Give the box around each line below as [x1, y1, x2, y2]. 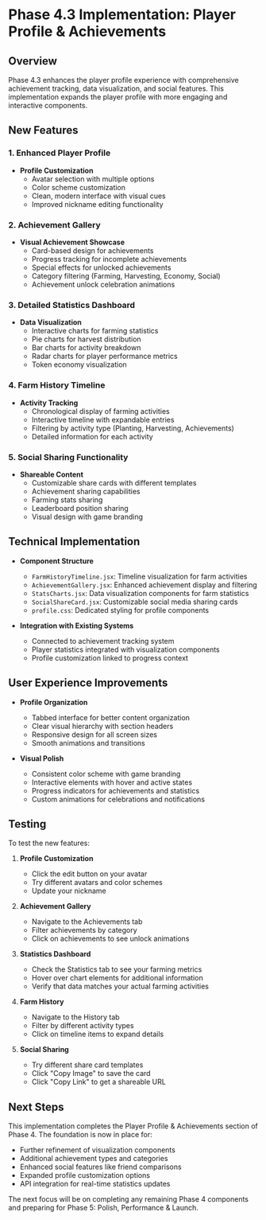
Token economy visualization [31, 360, 127, 369]
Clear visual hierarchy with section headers [31, 721, 174, 731]
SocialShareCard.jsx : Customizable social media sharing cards [31, 597, 238, 606]
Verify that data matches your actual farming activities [31, 981, 209, 992]
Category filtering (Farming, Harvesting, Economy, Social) [31, 271, 221, 280]
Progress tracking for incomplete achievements [31, 254, 187, 263]
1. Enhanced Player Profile [8, 147, 111, 158]
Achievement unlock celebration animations [31, 279, 175, 289]
